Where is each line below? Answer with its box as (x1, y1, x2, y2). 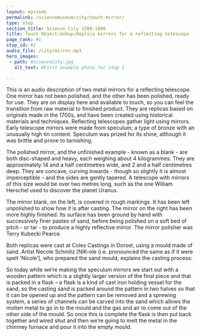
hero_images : (6, 53, 39, 59)
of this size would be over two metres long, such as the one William (6, 180, 173, 187)
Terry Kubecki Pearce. (6, 230, 62, 237)
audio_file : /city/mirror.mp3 (6, 48, 82, 54)
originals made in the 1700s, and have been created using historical (6, 111, 173, 119)
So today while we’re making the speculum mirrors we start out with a (6, 266, 179, 273)
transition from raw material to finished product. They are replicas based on (6, 105, 193, 113)
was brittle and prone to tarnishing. (6, 137, 93, 144)
